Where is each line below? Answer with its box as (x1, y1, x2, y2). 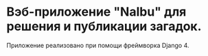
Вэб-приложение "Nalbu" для (6, 4, 187, 20)
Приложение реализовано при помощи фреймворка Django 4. (6, 41, 189, 49)
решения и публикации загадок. (6, 18, 202, 34)
